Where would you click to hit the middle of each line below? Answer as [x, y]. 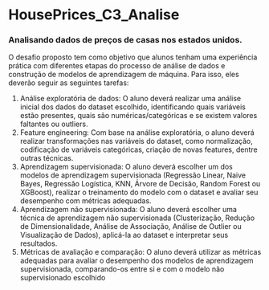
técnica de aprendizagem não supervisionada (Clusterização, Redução [137, 218]
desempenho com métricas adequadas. [86, 201]
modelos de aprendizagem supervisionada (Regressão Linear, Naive [133, 175]
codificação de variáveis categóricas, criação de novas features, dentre [139, 149]
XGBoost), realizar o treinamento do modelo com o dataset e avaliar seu [139, 192]
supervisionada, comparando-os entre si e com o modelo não [122, 269]
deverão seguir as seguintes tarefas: [69, 83]
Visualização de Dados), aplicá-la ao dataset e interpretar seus [124, 235]
